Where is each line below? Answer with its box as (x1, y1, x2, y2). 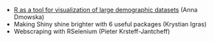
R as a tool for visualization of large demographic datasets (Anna (13, 6, 198, 14)
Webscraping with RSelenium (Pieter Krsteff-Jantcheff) (13, 27, 170, 35)
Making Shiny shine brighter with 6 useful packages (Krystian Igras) (13, 20, 207, 28)
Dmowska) (13, 13, 45, 21)
